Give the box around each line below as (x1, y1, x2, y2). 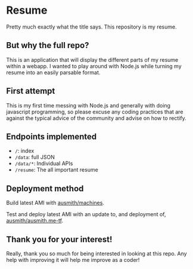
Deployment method (6, 183, 84, 194)
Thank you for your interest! (6, 234, 113, 244)
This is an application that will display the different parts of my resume (6, 56, 179, 63)
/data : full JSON (14, 154, 55, 161)
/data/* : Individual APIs (14, 160, 73, 167)
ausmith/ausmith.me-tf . (6, 217, 64, 224)
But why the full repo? (6, 40, 89, 50)
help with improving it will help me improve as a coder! (6, 257, 140, 263)
